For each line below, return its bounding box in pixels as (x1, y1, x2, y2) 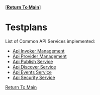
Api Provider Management (12, 53, 67, 59)
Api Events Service (12, 69, 52, 75)
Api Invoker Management (12, 47, 65, 54)
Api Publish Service (12, 58, 53, 64)
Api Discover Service (12, 63, 56, 69)
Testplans (5, 22, 48, 33)
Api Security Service (12, 74, 55, 80)
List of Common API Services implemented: (5, 38, 95, 44)
